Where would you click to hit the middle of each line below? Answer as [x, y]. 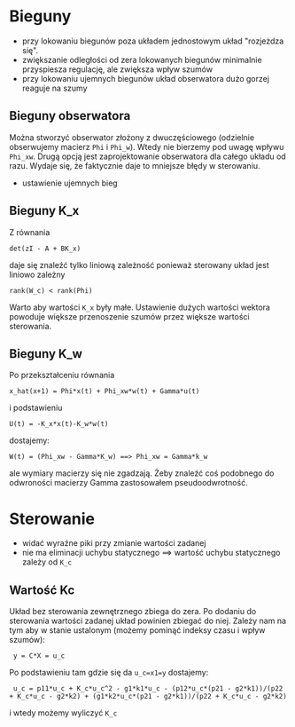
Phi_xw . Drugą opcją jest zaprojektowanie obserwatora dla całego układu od [147, 156]
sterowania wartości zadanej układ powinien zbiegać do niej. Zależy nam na [147, 621]
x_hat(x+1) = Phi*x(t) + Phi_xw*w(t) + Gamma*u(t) [105, 391]
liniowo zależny [37, 274]
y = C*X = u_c [39, 656]
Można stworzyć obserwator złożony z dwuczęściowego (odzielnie [132, 137]
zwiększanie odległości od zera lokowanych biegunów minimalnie [142, 59]
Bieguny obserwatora [70, 116]
